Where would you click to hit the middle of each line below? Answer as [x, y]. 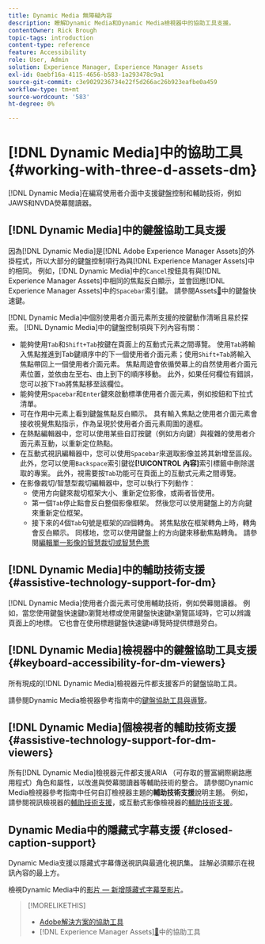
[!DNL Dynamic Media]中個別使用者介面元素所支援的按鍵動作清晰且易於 [125, 317]
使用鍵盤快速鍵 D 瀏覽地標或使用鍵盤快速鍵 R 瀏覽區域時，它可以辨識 [143, 612]
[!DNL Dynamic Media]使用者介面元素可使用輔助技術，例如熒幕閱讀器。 [125, 603]
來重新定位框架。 [59, 512]
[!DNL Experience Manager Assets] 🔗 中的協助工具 [120, 932]
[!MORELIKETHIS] [57, 906]
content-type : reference [49, 45]
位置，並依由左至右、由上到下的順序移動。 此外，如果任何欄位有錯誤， [142, 374]
